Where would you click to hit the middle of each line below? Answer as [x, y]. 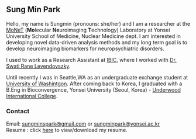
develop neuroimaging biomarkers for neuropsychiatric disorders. [85, 48]
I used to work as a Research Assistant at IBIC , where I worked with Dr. [92, 60]
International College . [32, 96]
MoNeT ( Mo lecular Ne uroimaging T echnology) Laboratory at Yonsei [88, 30]
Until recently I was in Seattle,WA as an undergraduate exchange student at [97, 77]
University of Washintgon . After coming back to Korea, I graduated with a [94, 84]
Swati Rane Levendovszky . [38, 66]
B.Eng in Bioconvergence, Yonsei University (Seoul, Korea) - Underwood [94, 89]
